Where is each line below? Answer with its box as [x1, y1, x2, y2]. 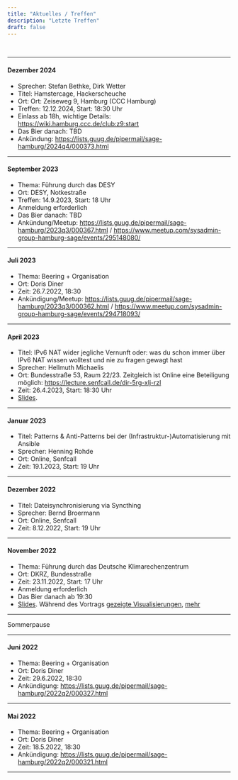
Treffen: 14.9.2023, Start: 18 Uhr [17, 196, 111, 204]
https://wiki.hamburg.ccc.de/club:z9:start [17, 119, 140, 128]
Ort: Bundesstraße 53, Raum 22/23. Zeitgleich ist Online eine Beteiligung [17, 371, 229, 379]
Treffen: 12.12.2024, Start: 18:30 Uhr [17, 104, 123, 113]
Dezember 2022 [7, 485, 57, 494]
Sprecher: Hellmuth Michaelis [17, 363, 104, 372]
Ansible [17, 440, 40, 448]
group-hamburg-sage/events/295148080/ [17, 233, 141, 242]
